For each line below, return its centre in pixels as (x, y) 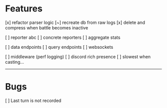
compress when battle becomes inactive (47, 27)
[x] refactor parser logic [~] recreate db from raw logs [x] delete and (75, 22)
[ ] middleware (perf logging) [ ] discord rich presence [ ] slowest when (78, 56)
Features (24, 9)
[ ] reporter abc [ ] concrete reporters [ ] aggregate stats (63, 37)
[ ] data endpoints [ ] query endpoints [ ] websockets (59, 47)
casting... (15, 62)
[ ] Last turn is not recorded (33, 101)
